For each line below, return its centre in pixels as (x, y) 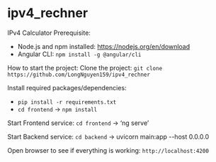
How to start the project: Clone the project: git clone (85, 67)
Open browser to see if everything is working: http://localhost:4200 (108, 150)
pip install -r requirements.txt (67, 102)
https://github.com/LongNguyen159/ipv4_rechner (79, 75)
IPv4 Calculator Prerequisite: (49, 33)
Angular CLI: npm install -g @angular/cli (79, 54)
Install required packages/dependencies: (67, 87)
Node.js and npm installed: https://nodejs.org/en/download (104, 46)
